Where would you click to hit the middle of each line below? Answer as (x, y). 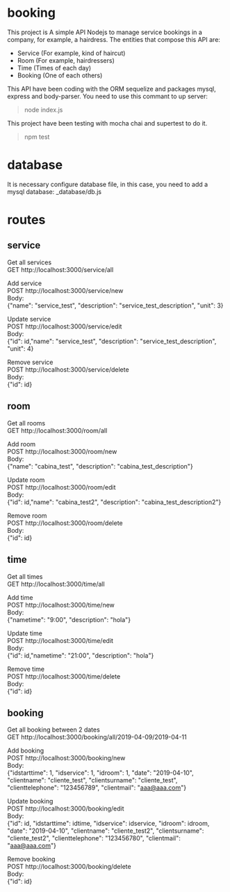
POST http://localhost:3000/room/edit (61, 487)
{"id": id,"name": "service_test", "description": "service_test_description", (112, 341)
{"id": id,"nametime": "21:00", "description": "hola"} (81, 655)
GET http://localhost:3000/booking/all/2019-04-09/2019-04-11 (97, 737)
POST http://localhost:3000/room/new (62, 451)
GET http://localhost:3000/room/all (57, 430)
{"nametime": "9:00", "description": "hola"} (69, 619)
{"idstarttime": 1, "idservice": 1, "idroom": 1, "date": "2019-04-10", (100, 773)
